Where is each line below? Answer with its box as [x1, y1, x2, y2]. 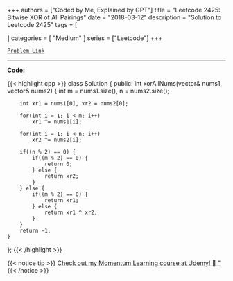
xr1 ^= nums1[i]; [32, 118, 82, 125]
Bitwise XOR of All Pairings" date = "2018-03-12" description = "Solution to [7, 13, 222, 21]
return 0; [44, 161, 73, 167]
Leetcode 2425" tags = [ [7, 21, 78, 28]
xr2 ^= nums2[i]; [32, 136, 82, 143]
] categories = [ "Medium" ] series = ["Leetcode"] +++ [7, 34, 163, 42]
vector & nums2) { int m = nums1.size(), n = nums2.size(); [7, 87, 170, 95]
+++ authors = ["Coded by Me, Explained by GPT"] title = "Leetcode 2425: [7, 6, 221, 14]
